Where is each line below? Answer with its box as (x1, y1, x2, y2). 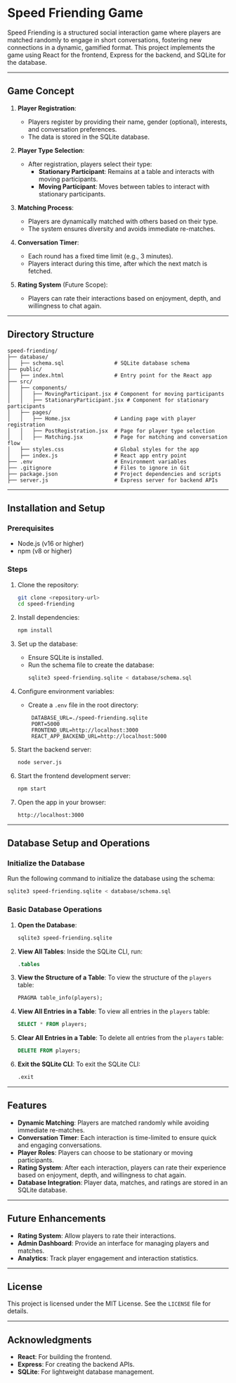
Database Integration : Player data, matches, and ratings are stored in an (17, 1178, 228, 1187)
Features (7, 1100, 47, 1112)
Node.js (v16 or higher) (17, 539, 84, 548)
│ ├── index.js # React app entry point (7, 452, 188, 459)
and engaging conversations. (17, 1141, 102, 1149)
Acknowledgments (7, 1334, 93, 1346)
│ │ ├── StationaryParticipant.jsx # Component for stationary (7, 396, 209, 403)
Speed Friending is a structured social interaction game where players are (7, 28, 221, 37)
